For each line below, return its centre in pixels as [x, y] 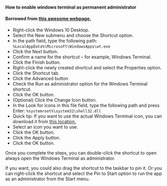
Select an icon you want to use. [45, 127]
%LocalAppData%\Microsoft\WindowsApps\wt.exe [61, 46]
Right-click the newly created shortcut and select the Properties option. [87, 67]
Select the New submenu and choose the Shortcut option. [73, 35]
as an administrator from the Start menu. [48, 179]
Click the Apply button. [36, 137]
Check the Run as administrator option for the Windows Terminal [80, 84]
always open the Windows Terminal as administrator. [60, 158]
